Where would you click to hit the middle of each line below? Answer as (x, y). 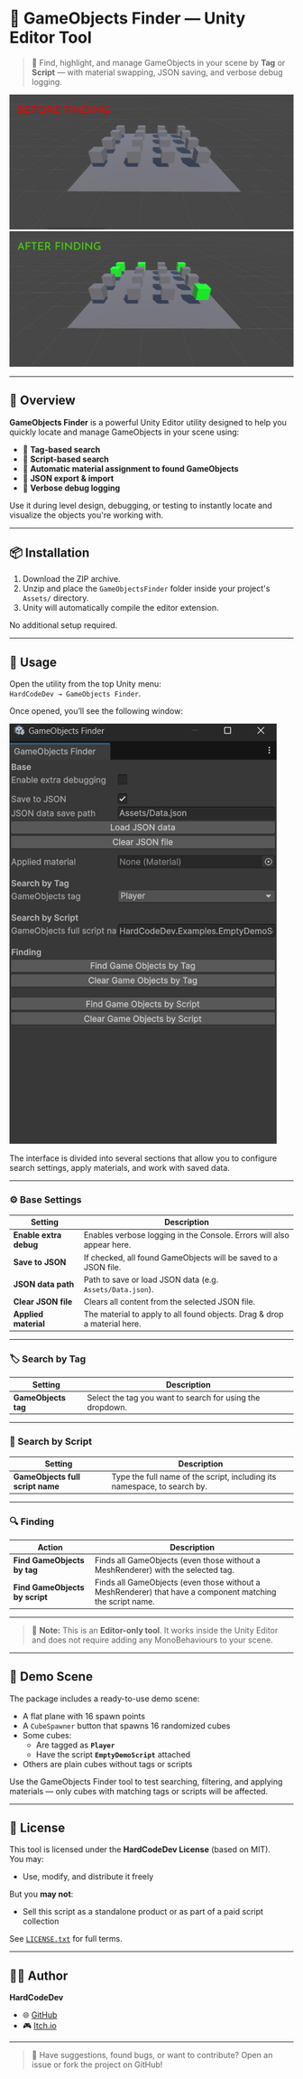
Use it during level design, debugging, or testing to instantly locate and (141, 505)
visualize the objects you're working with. (87, 515)
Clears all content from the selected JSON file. (169, 1302)
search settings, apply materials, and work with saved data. (119, 1168)
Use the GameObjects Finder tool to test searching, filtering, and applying (146, 1781)
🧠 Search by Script (51, 1442)
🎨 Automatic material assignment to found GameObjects (130, 468)
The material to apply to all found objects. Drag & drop (184, 1315)
